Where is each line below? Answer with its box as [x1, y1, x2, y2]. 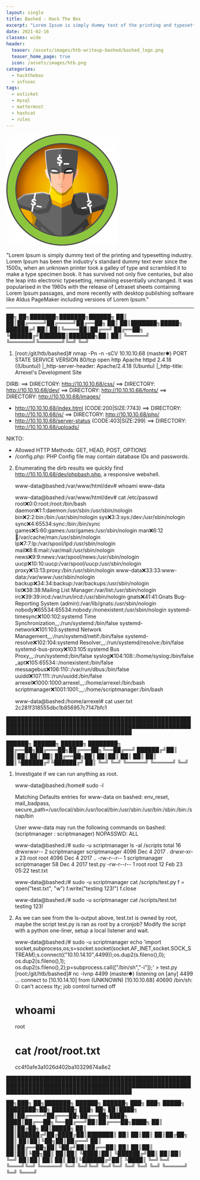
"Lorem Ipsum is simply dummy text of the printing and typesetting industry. [6, 251, 193, 258]
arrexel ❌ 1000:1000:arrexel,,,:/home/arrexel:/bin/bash [14, 679, 145, 686]
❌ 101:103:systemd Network [35, 626, 102, 633]
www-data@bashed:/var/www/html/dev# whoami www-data [14, 482, 165, 489]
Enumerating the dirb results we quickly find [14, 464, 124, 472]
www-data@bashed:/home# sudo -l [14, 782, 104, 789]
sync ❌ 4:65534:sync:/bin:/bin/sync [14, 520, 101, 527]
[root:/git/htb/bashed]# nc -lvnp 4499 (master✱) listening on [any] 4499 [14, 970, 193, 977]
